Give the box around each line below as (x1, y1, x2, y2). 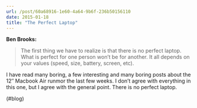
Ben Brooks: (6, 36, 37, 43)
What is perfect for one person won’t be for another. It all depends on (20, 54, 190, 61)
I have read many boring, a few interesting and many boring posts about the (6, 71, 191, 78)
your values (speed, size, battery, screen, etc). (20, 60, 134, 67)
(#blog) (6, 95, 25, 102)
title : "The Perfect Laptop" (6, 19, 78, 25)
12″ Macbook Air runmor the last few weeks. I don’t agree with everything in (6, 77, 191, 84)
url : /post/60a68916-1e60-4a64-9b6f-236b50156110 (6, 8, 131, 15)
